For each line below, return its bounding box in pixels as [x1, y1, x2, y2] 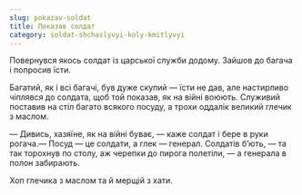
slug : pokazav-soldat [9, 13, 92, 23]
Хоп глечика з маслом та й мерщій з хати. [9, 175, 173, 186]
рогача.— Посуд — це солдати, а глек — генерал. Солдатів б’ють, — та [9, 138, 287, 150]
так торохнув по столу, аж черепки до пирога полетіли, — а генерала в [9, 148, 287, 159]
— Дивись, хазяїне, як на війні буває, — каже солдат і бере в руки [9, 129, 268, 140]
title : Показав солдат [9, 22, 96, 31]
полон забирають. [9, 158, 80, 169]
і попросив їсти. [9, 64, 71, 75]
